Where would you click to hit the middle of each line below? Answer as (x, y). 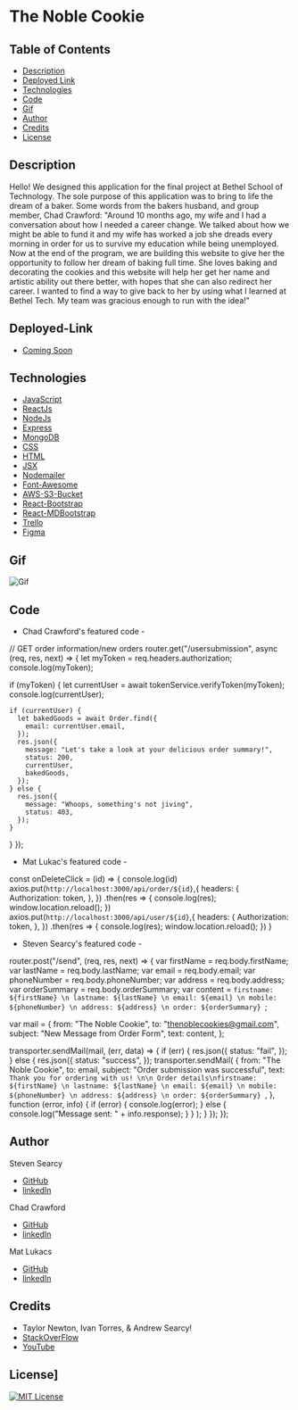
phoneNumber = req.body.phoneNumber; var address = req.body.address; (147, 980)
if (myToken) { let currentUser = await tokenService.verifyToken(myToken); (147, 685)
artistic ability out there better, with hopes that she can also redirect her (141, 281)
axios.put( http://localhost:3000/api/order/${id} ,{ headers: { (124, 889)
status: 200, (50, 758)
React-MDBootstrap (59, 513)
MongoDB (41, 437)
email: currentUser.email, (75, 726)
